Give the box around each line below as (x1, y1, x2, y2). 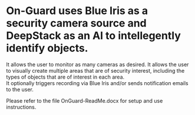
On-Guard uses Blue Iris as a (6, 4, 148, 18)
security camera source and (6, 16, 147, 30)
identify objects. (6, 42, 88, 55)
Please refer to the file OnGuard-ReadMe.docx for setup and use (6, 97, 163, 104)
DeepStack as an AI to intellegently (6, 29, 181, 42)
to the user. (6, 86, 34, 93)
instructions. (6, 103, 37, 110)
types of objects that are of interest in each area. (6, 73, 125, 80)
